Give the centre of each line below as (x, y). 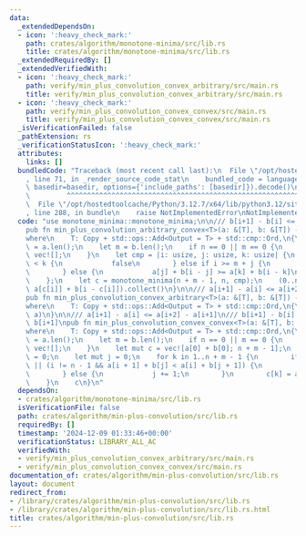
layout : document (42, 484)
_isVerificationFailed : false (75, 129)
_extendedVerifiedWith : (62, 69)
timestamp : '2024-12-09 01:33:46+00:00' (95, 433)
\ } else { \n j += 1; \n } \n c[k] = (158, 374)
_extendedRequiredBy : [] (65, 60)
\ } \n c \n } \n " (65, 382)
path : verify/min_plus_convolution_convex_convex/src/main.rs (146, 111)
